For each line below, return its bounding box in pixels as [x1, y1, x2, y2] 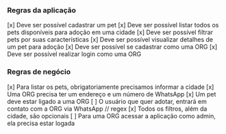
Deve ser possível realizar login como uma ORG [7, 50, 142, 58]
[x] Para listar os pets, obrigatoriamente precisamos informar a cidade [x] [7, 83, 214, 91]
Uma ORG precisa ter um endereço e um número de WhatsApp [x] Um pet [7, 90, 216, 98]
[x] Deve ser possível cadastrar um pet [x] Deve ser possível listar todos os [7, 21, 219, 29]
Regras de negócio [7, 67, 71, 77]
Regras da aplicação [7, 5, 77, 15]
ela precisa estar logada [7, 119, 75, 127]
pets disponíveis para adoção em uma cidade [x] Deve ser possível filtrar [7, 28, 214, 36]
